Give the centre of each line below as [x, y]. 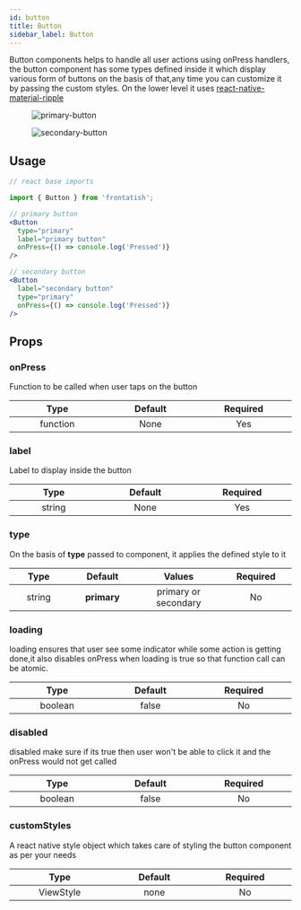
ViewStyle [60, 892]
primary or [179, 591]
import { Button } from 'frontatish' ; [82, 198]
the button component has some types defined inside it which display [138, 69]
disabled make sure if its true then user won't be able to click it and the [140, 752]
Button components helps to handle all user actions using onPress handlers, [150, 60]
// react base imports [52, 182]
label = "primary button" [61, 239]
